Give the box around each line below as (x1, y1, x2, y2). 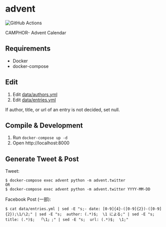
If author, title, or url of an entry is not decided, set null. (5, 106, 120, 112)
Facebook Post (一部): (5, 196, 52, 203)
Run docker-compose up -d (12, 135, 68, 141)
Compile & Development (5, 121, 84, 130)
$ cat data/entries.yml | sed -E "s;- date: (5, 206, 101, 212)
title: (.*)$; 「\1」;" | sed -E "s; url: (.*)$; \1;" (5, 217, 129, 222)
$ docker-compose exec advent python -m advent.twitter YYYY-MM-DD (5, 187, 151, 192)
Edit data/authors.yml (12, 91, 58, 97)
